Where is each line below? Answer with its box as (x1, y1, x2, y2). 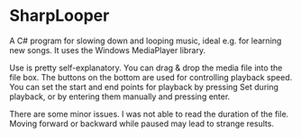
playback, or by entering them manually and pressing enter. (9, 91, 231, 102)
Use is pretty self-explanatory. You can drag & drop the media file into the (9, 62, 283, 73)
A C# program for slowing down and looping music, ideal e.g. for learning (9, 35, 282, 46)
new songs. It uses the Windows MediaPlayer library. (9, 44, 205, 55)
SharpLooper (9, 5, 110, 26)
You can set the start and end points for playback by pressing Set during (9, 81, 279, 92)
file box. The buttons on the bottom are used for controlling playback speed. (9, 71, 293, 82)
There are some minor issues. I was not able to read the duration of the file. (9, 108, 289, 119)
